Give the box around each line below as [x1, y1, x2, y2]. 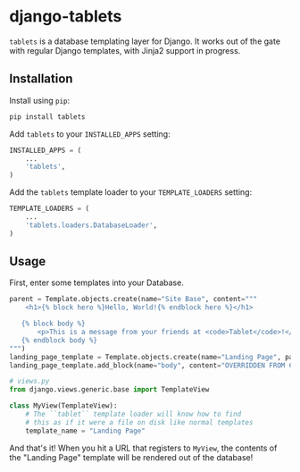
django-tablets [9, 6, 122, 27]
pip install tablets [9, 112, 87, 122]
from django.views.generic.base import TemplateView [9, 385, 210, 394]
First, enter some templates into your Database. [9, 277, 185, 288]
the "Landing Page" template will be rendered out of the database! [9, 451, 254, 462]
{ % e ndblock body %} [21, 335, 98, 345]
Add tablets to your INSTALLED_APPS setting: [9, 128, 171, 139]
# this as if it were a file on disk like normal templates [25, 417, 254, 426]
